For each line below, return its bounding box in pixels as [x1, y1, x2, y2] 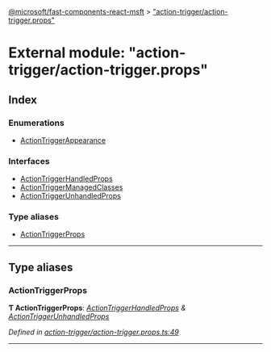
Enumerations [8, 117, 65, 128]
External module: [8, 44, 126, 62]
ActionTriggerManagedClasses [19, 182, 123, 192]
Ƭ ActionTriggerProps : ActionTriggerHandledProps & [8, 303, 186, 313]
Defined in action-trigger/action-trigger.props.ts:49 [8, 327, 179, 337]
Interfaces [8, 155, 50, 166]
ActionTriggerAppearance [19, 135, 106, 145]
